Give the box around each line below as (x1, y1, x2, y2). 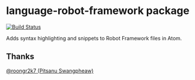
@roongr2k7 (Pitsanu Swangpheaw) (6, 67, 94, 74)
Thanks (6, 51, 35, 62)
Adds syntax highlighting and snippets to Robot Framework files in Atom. (6, 34, 182, 41)
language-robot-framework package (6, 4, 190, 18)
